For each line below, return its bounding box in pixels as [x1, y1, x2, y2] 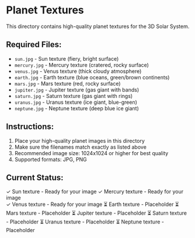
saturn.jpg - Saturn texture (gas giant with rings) [14, 92, 133, 99]
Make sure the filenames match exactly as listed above [14, 143, 147, 150]
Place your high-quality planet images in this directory [14, 137, 145, 144]
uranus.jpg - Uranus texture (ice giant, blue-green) [14, 99, 137, 106]
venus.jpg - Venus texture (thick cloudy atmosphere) [14, 68, 142, 75]
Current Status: [6, 173, 64, 183]
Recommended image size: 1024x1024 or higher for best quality [14, 149, 169, 156]
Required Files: [6, 40, 62, 50]
